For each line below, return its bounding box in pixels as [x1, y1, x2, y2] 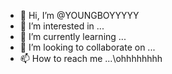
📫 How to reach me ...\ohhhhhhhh [19, 53, 163, 64]
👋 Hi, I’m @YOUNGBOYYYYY [19, 10, 140, 21]
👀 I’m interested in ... [19, 20, 105, 32]
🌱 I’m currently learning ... [19, 31, 127, 42]
